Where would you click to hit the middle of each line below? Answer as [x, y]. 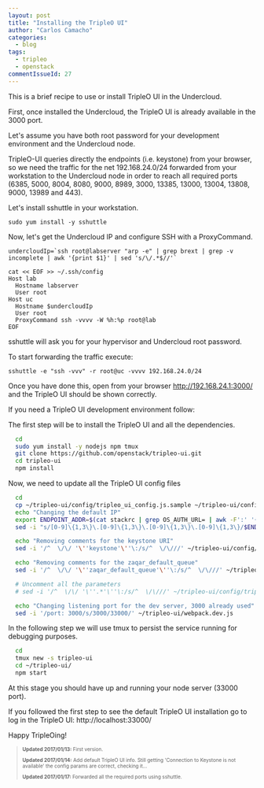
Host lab [22, 279]
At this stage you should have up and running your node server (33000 [123, 688]
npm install [35, 468]
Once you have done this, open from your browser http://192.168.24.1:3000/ [130, 386]
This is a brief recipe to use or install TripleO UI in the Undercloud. [115, 96]
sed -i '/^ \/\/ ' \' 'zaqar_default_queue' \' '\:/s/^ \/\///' [119, 570]
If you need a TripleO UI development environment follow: [101, 409]
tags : [17, 52]
